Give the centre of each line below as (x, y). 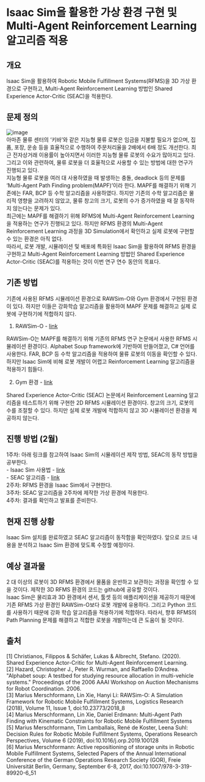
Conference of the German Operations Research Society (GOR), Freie (94, 759)
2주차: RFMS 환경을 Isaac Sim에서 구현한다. (59, 485)
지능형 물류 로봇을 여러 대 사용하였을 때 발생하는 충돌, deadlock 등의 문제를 (96, 178)
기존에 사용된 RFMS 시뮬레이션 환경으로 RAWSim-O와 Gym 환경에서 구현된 (96, 298)
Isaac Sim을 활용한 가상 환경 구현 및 (92, 13)
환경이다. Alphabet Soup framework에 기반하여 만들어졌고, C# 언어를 (111, 346)
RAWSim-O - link (36, 326)
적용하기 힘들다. (25, 369)
